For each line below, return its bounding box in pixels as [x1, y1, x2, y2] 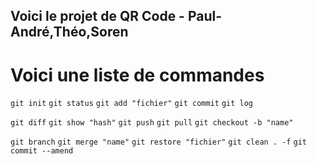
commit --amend [10, 146, 74, 156]
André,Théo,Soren [10, 24, 129, 41]
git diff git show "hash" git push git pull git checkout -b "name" [10, 118, 294, 128]
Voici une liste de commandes [10, 64, 265, 86]
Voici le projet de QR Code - [10, 8, 185, 25]
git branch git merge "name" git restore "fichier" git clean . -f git [10, 137, 307, 148]
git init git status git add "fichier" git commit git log [10, 99, 254, 109]
